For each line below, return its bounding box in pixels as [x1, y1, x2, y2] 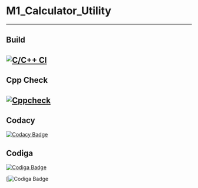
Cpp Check [6, 75, 48, 85]
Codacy [6, 115, 35, 125]
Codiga [6, 148, 34, 158]
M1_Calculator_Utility [6, 4, 112, 18]
